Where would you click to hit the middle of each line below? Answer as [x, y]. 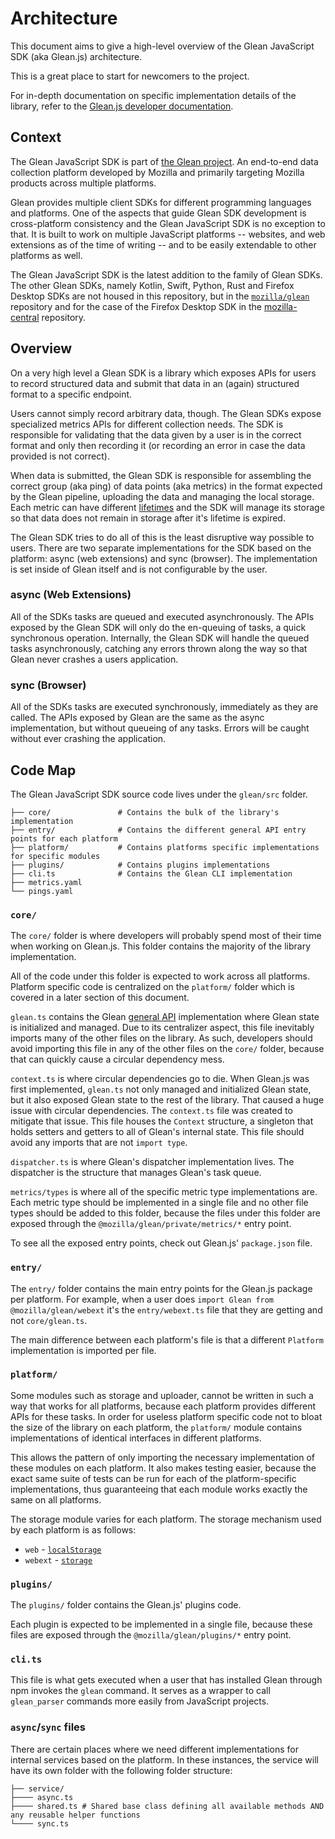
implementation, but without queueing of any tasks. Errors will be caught [160, 728]
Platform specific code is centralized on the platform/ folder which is [152, 987]
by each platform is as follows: [73, 1529]
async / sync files [48, 1727]
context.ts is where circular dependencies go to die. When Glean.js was [160, 1079]
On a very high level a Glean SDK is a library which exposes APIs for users [163, 373]
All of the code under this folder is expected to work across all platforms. [160, 976]
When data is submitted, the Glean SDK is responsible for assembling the [161, 475]
